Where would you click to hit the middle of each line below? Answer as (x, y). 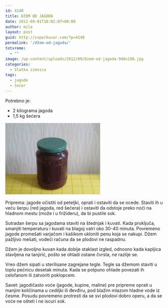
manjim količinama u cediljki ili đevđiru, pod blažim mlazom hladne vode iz (83, 290)
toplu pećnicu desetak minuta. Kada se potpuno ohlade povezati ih (75, 269)
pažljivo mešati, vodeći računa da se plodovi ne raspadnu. (66, 239)
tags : (11, 75)
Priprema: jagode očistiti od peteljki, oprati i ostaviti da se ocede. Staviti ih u (84, 202)
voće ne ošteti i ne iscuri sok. (36, 301)
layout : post (19, 32)
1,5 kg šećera (26, 116)
